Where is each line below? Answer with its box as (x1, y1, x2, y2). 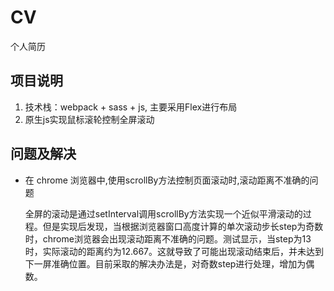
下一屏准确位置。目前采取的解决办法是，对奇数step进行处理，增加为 (24, 257, 307, 270)
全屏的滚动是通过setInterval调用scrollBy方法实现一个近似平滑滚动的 (24, 207, 303, 220)
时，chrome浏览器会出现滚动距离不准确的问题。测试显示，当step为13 (24, 232, 312, 245)
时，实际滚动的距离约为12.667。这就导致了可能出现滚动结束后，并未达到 (24, 245, 324, 257)
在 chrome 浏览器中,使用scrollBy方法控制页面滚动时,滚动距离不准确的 (24, 174, 310, 186)
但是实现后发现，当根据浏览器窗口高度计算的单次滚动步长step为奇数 (42, 220, 324, 232)
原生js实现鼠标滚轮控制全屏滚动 (24, 113, 155, 125)
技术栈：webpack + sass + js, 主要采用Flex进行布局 (24, 101, 238, 113)
